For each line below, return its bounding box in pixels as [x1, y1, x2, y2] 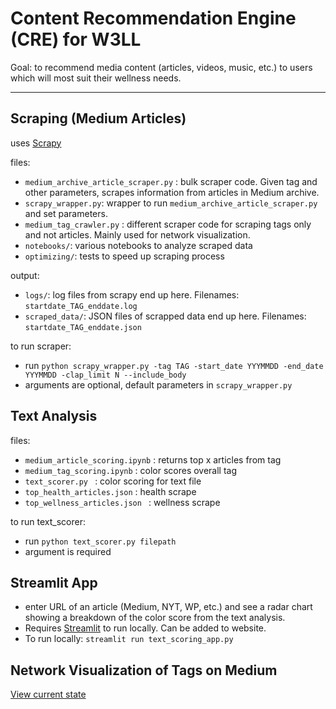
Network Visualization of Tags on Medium [10, 662, 278, 679]
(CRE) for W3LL [10, 28, 142, 51]
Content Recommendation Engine [10, 7, 297, 30]
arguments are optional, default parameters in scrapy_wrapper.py [24, 378, 293, 391]
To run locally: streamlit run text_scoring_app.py [24, 633, 234, 645]
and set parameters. [24, 207, 108, 219]
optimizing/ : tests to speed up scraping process [24, 250, 225, 262]
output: [10, 269, 40, 281]
